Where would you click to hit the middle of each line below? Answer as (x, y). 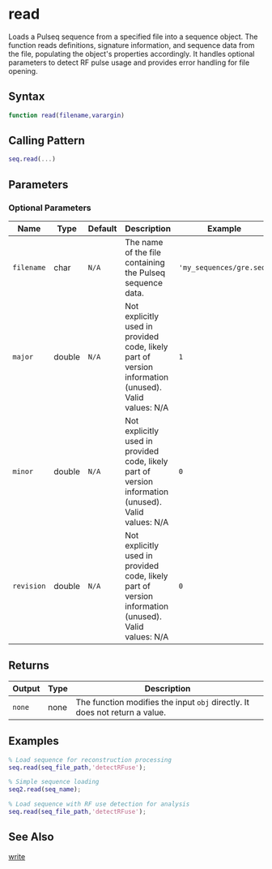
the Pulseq (145, 273)
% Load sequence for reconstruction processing (90, 759)
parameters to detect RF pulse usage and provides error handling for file (129, 62)
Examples (34, 741)
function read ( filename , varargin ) (67, 115)
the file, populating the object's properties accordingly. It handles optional (132, 54)
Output (26, 688)
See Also (31, 837)
